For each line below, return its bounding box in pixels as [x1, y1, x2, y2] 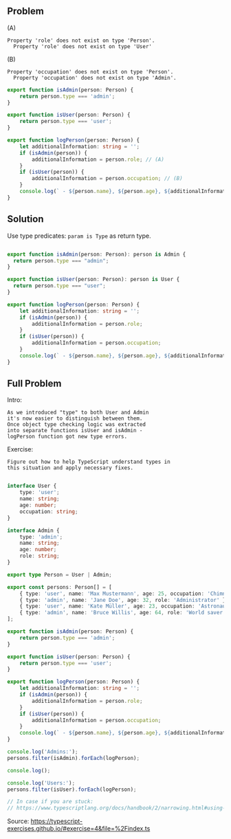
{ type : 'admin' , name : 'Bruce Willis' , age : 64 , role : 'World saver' [19, 609, 226, 616]
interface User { [7, 482, 57, 490]
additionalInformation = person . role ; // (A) [32, 156, 165, 163]
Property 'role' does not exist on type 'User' [13, 43, 153, 50]
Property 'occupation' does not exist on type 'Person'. [7, 68, 174, 75]
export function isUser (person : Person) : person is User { [7, 276, 180, 283]
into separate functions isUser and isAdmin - [7, 427, 143, 434]
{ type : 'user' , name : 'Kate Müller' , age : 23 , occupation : [19, 603, 195, 610]
